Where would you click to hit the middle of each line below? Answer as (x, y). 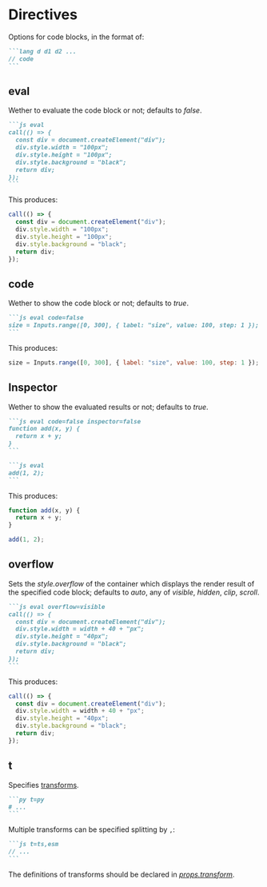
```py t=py (26, 799)
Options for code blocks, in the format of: (76, 37)
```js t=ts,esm (34, 845)
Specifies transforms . (44, 785)
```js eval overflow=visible (57, 607)
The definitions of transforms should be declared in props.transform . (122, 874)
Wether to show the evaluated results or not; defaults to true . (109, 407)
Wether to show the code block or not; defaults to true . (99, 303)
